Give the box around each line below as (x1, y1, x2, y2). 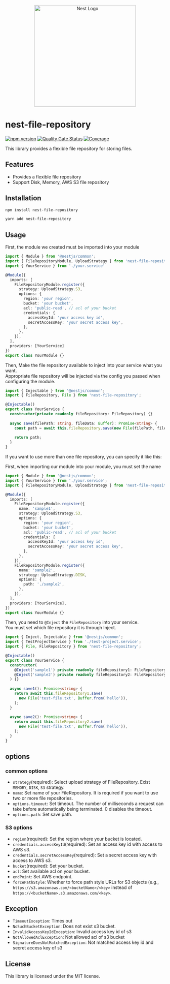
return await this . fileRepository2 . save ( (14, 719, 103, 724)
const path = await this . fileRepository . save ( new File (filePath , (14, 425, 155, 430)
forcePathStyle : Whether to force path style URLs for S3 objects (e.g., (12, 879, 159, 885)
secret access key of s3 (12, 945, 63, 951)
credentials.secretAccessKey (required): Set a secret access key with (12, 852, 157, 858)
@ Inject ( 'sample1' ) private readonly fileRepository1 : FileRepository (14, 667, 166, 672)
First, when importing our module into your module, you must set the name (5, 464, 161, 470)
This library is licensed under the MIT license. (5, 973, 100, 979)
